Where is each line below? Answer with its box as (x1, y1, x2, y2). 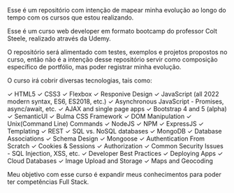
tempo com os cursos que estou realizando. (7, 13, 134, 22)
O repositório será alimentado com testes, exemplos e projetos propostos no (7, 48, 228, 56)
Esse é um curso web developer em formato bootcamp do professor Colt (7, 27, 218, 35)
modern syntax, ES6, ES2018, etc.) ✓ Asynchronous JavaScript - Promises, (7, 97, 224, 106)
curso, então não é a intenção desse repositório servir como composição (7, 55, 218, 64)
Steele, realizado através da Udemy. (7, 34, 112, 43)
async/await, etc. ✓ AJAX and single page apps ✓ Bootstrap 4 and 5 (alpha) (7, 105, 227, 113)
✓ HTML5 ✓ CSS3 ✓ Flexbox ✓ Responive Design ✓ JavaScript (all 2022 (7, 90, 219, 98)
